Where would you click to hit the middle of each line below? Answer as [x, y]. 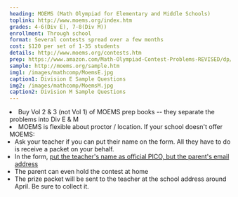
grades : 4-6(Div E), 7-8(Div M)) [58, 27]
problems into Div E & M [44, 119]
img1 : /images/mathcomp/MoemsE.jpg [61, 72]
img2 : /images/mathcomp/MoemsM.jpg [61, 86]
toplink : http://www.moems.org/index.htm [71, 20]
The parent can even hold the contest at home [82, 172]
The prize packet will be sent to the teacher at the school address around [121, 179]
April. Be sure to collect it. [52, 186]
